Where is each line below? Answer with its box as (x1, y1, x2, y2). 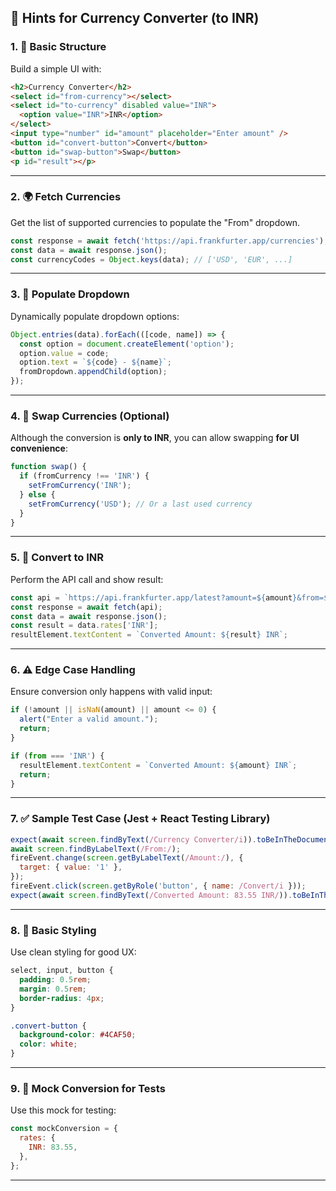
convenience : (10, 442, 68, 455)
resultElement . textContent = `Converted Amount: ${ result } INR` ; (10, 630, 288, 640)
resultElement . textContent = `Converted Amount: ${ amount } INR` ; (19, 760, 298, 770)
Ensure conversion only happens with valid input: (10, 686, 213, 698)
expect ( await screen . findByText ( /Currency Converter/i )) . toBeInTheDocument (10, 834, 333, 845)
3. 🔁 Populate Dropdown (10, 287, 130, 301)
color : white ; (19, 1039, 78, 1050)
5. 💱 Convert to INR (10, 551, 104, 565)
